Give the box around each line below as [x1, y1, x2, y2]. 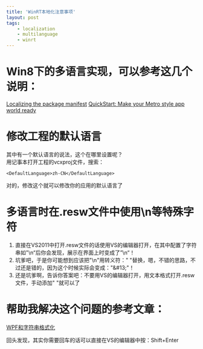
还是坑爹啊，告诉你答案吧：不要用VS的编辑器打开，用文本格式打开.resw [14, 271, 195, 278]
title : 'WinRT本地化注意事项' [6, 8, 76, 15]
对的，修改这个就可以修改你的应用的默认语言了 [6, 182, 123, 189]
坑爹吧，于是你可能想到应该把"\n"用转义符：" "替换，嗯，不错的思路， [14, 256, 191, 263]
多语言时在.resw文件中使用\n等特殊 [6, 205, 184, 219]
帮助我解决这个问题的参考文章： [6, 303, 166, 316]
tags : [6, 20, 20, 26]
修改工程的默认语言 [6, 130, 102, 144]
